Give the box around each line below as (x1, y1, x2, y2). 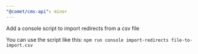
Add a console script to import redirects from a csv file (6, 25, 140, 32)
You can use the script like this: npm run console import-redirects (6, 36, 169, 43)
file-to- (171, 37, 193, 43)
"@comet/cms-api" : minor (6, 8, 68, 15)
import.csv (6, 42, 33, 48)
